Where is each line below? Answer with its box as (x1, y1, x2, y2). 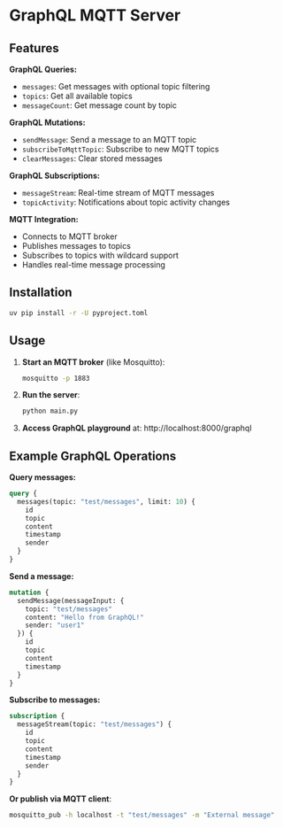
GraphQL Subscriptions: (9, 170, 100, 181)
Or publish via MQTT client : (9, 793, 112, 804)
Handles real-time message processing (21, 259, 166, 270)
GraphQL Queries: (9, 64, 78, 74)
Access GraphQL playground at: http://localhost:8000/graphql (21, 422, 252, 434)
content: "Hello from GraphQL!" (25, 613, 144, 622)
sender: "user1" (25, 621, 86, 630)
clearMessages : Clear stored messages (21, 153, 163, 164)
